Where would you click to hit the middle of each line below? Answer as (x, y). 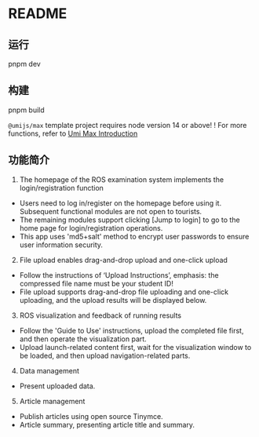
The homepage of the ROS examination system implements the (122, 179)
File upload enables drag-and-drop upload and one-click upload (123, 260)
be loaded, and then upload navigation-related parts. (105, 355)
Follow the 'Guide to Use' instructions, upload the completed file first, (131, 330)
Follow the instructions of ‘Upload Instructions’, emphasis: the (119, 275)
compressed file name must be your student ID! (97, 283)
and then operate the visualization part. (83, 339)
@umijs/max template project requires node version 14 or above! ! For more (128, 125)
